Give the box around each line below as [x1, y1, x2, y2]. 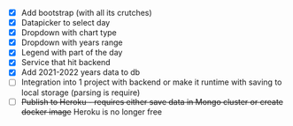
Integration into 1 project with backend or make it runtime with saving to [20, 77, 282, 87]
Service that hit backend [20, 57, 112, 68]
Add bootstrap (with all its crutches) [20, 8, 152, 18]
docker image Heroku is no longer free [20, 106, 163, 117]
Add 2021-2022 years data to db [20, 67, 141, 78]
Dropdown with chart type [20, 27, 117, 38]
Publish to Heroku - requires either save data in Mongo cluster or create [20, 96, 284, 107]
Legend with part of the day [20, 48, 123, 58]
